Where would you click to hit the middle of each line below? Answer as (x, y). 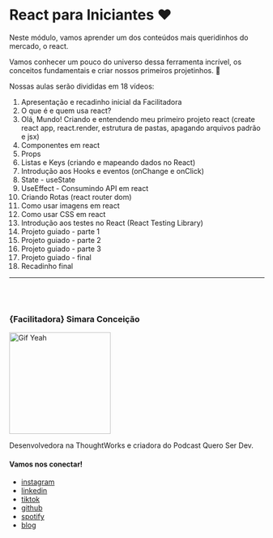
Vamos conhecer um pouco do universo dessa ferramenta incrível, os (126, 62)
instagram (38, 482)
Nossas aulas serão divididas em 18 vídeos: (82, 86)
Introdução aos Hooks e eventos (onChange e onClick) (113, 171)
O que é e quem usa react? (66, 111)
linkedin (34, 491)
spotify (33, 517)
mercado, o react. (39, 46)
